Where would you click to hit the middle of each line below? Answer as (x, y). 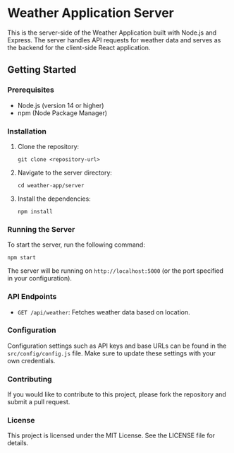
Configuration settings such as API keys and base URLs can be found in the (117, 346)
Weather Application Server (91, 13)
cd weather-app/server (51, 185)
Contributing (30, 379)
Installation (27, 131)
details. (18, 443)
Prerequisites (31, 90)
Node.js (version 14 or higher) (61, 105)
